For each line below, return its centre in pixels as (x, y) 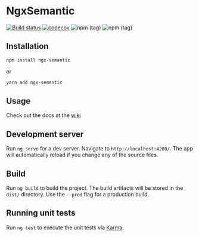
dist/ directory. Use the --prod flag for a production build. (77, 194)
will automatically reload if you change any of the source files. (82, 155)
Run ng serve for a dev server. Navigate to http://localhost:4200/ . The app (100, 149)
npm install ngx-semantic (38, 60)
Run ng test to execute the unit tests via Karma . (65, 227)
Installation (27, 46)
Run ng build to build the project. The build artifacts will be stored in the (95, 188)
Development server (45, 134)
